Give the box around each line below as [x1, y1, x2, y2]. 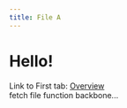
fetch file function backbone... [9, 89, 119, 100]
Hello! [9, 50, 54, 71]
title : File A [9, 12, 62, 22]
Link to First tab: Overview [9, 81, 105, 91]
